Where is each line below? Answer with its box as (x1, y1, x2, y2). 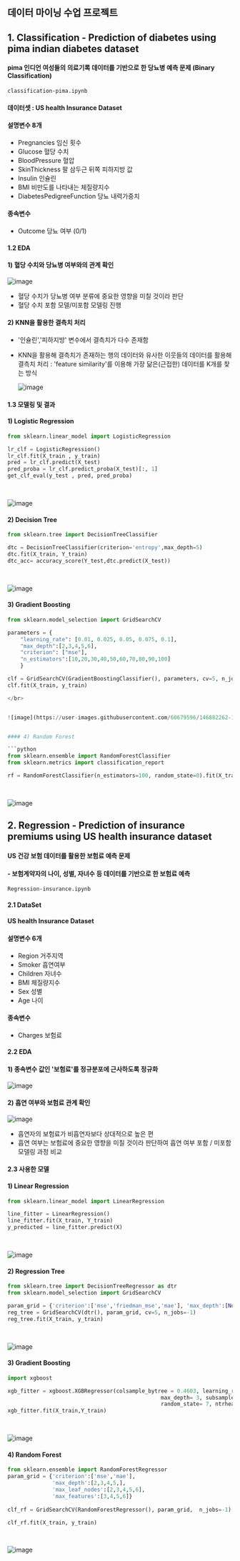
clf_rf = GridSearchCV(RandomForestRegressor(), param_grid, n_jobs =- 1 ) (7, 1506, 232, 1513)
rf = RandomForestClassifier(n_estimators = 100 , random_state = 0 (7, 772, 200, 780)
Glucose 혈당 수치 (17, 147, 69, 156)
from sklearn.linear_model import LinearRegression (7, 1198, 164, 1205)
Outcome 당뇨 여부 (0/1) (17, 226, 87, 235)
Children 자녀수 (17, 969, 62, 978)
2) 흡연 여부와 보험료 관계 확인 (7, 1098, 91, 1107)
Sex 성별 (17, 987, 43, 995)
